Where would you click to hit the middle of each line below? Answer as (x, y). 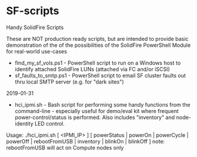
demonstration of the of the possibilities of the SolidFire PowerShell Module (99, 45)
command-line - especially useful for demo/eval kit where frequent (97, 111)
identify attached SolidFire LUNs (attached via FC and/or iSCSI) (92, 69)
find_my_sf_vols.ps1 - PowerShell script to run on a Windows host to (98, 63)
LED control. (50, 123)
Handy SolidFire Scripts (35, 27)
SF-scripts (33, 11)
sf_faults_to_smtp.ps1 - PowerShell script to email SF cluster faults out (100, 75)
